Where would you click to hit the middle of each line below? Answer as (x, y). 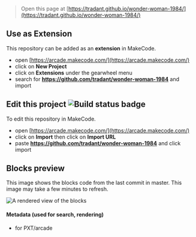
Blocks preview (35, 168)
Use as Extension (39, 34)
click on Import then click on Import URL (65, 137)
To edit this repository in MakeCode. (51, 119)
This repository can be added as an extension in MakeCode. (81, 48)
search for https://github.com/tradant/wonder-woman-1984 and (97, 79)
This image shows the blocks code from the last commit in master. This (94, 183)
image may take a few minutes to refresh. (57, 189)
